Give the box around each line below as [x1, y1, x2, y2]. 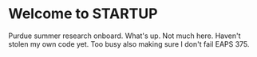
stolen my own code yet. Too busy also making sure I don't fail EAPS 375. [8, 39, 250, 48]
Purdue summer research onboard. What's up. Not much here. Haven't [8, 31, 241, 40]
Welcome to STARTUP [8, 5, 158, 23]
